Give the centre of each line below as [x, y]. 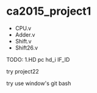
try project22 [23, 71]
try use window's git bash [39, 83]
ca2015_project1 [49, 11]
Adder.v [25, 34]
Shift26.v [27, 48]
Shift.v [23, 41]
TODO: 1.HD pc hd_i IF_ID [38, 59]
